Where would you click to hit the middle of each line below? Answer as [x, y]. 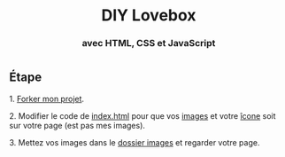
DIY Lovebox [149, 16]
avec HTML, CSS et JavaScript [149, 43]
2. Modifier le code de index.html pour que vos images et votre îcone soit [142, 115]
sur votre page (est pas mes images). [77, 125]
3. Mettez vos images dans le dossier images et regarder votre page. [135, 142]
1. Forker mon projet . [47, 98]
